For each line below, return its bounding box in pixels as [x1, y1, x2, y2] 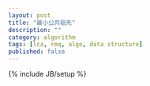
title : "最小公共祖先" [8, 19, 76, 27]
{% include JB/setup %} [8, 70, 87, 78]
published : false [8, 48, 66, 56]
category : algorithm [8, 33, 77, 41]
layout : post [8, 11, 51, 20]
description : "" [8, 26, 62, 34]
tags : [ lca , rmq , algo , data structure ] [8, 41, 144, 48]
